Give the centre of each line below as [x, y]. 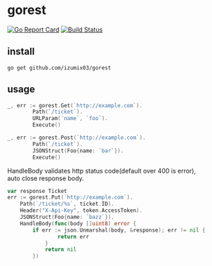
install [21, 52]
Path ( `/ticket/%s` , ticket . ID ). [67, 204]
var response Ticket [38, 191]
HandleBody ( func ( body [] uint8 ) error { [78, 223]
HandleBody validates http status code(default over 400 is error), [102, 171]
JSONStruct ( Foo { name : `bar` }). [78, 151]
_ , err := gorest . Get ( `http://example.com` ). [75, 105]
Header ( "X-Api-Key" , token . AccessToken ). [81, 211]
